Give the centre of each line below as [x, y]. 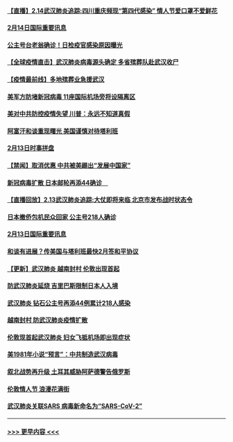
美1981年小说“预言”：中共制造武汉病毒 [63, 354]
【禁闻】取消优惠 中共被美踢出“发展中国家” [69, 165]
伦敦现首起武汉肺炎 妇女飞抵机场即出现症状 [69, 337]
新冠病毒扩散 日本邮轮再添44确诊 [55, 182]
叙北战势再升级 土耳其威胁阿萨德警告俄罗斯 [69, 372]
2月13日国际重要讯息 [37, 234]
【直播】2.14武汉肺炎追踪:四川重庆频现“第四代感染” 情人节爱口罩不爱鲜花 [112, 10]
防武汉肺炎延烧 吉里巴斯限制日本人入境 [63, 286]
